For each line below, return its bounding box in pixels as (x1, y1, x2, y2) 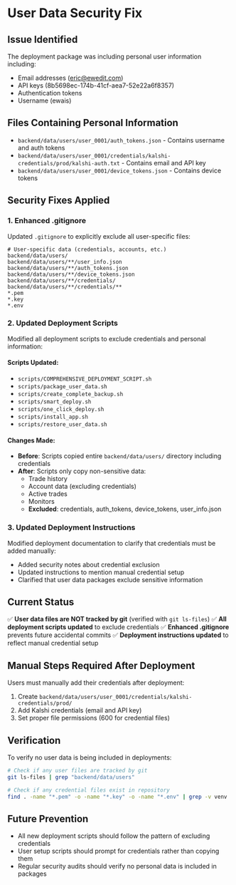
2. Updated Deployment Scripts (7, 319, 119, 328)
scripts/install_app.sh (17, 413, 89, 420)
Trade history (28, 475, 68, 483)
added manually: (7, 547, 56, 555)
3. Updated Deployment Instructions (7, 522, 136, 532)
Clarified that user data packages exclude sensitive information (17, 575, 203, 584)
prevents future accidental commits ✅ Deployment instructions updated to (7, 631, 229, 639)
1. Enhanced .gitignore (7, 216, 87, 226)
